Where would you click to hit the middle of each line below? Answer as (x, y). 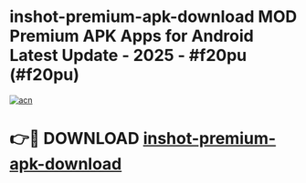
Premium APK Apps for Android (132, 36)
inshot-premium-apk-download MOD (153, 17)
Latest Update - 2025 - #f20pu (128, 56)
